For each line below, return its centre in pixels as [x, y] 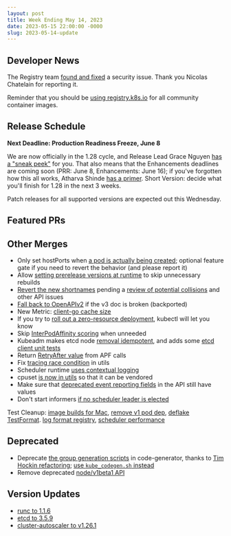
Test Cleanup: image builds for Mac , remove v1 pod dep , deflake [98, 412]
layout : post [26, 13]
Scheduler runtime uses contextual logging [78, 370]
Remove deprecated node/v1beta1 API [71, 472]
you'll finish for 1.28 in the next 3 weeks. [64, 186]
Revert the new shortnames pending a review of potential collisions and [118, 290]
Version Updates [44, 494]
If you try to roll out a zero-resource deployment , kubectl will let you [113, 319]
